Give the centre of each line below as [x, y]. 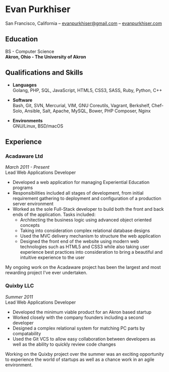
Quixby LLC [20, 286]
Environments [27, 120]
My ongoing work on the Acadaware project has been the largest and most [83, 267]
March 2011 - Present [27, 167]
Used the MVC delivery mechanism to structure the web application [90, 236]
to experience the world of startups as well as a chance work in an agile [80, 359]
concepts [30, 225]
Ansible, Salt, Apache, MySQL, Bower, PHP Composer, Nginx [88, 111]
